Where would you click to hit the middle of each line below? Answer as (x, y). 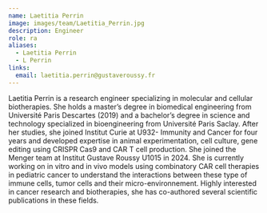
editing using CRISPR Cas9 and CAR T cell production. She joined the (122, 149)
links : (19, 68)
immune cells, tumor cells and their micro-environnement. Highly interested (133, 183)
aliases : (23, 46)
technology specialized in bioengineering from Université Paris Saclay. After (133, 123)
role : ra (23, 38)
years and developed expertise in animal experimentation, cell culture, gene (133, 140)
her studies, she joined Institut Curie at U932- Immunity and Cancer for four (133, 132)
